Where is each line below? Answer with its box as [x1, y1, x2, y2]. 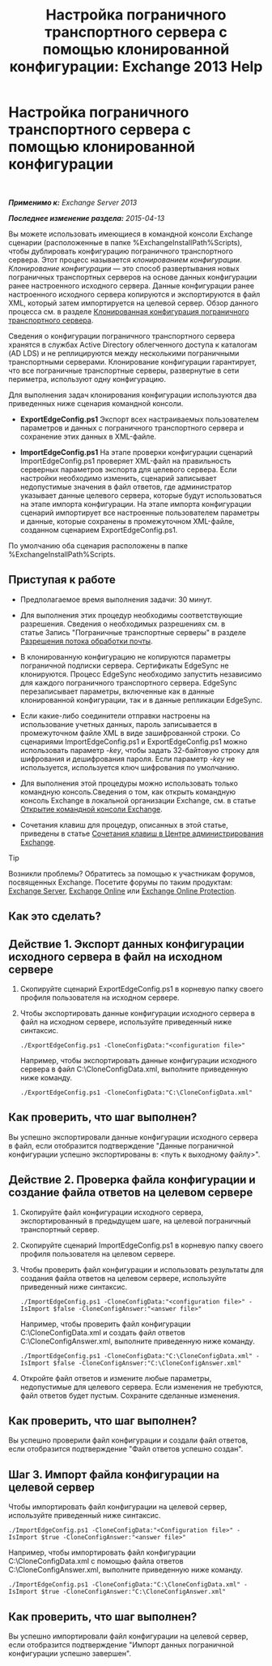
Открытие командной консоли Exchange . [19, 804, 164, 814]
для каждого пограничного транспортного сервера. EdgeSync [19, 677, 237, 687]
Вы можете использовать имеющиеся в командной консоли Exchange [8, 229, 253, 239]
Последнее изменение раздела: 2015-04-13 [8, 213, 165, 223]
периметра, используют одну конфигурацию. [8, 374, 166, 383]
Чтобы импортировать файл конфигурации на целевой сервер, [8, 1502, 227, 1512]
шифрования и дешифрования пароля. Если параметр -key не [19, 754, 236, 764]
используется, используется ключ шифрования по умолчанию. [19, 762, 240, 772]
